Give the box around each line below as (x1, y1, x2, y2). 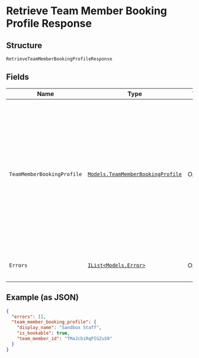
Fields (6, 72, 30, 82)
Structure (6, 40, 43, 50)
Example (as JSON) (6, 292, 79, 303)
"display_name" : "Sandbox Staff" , (17, 325, 102, 331)
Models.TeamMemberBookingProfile (88, 171, 182, 177)
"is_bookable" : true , (17, 330, 70, 336)
